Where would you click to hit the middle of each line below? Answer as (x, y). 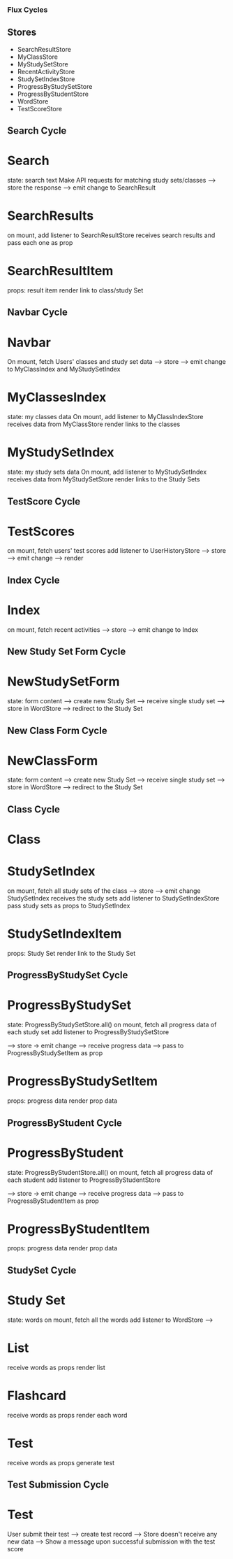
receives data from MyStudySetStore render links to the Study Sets (104, 479)
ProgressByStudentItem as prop (53, 1201)
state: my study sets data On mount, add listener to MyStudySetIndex (107, 472)
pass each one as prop (40, 242)
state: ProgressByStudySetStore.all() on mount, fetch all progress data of (112, 1025)
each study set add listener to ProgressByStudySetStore (88, 1032)
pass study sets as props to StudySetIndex (69, 905)
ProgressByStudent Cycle (65, 1123)
